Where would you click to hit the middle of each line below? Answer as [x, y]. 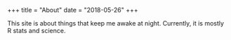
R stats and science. [37, 31]
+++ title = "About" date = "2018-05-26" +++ [73, 10]
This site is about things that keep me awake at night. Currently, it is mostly [116, 23]
